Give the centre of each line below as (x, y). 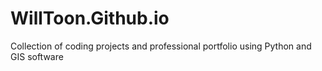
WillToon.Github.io (90, 18)
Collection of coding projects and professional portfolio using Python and (161, 46)
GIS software (37, 56)
